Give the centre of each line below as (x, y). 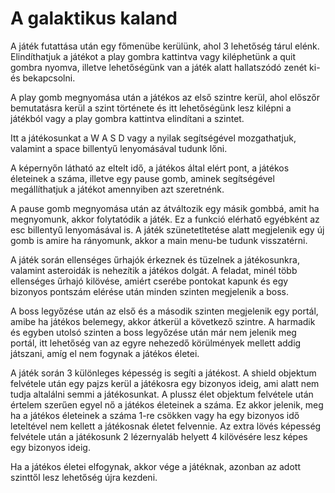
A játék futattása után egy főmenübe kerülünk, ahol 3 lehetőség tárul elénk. (165, 46)
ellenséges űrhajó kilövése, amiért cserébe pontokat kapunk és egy (149, 281)
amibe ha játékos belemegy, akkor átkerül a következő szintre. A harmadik (163, 321)
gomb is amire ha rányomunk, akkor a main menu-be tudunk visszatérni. (159, 240)
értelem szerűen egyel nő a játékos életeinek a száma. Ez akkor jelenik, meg (167, 404)
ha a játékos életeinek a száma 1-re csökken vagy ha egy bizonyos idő (155, 415)
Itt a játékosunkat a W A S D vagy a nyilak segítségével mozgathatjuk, (153, 138)
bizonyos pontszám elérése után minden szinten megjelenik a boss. (149, 291)
